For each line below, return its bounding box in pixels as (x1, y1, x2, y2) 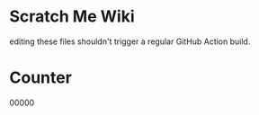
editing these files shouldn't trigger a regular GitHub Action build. (9, 36, 251, 47)
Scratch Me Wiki (9, 6, 135, 27)
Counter (9, 67, 72, 88)
